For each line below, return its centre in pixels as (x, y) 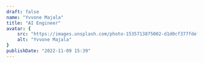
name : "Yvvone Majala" (35, 17)
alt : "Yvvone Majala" (44, 40)
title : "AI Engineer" (34, 23)
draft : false (23, 12)
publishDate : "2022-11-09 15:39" (49, 51)
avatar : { (19, 28)
